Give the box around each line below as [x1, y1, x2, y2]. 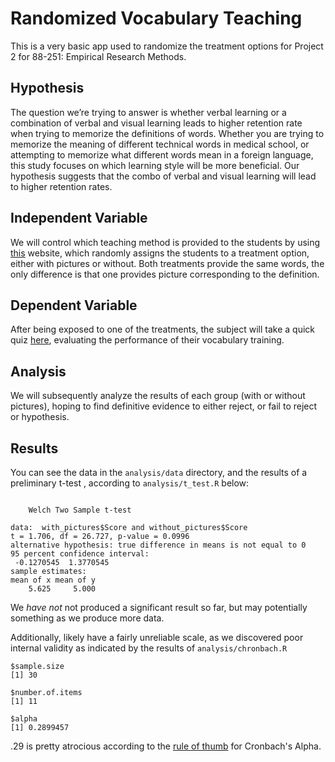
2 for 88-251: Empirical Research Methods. [10, 50, 187, 62]
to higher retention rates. [10, 180, 113, 192]
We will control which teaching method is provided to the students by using [10, 236, 321, 248]
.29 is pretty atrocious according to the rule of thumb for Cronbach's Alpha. [10, 740, 322, 752]
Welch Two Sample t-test [28, 505, 132, 515]
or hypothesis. [10, 411, 70, 423]
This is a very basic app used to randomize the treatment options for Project [10, 40, 324, 52]
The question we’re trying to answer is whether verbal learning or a [10, 106, 287, 118]
